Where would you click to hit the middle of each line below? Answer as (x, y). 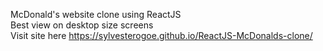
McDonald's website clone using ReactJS (96, 14)
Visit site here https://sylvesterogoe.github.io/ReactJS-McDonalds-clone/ (161, 35)
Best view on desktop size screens (82, 25)
